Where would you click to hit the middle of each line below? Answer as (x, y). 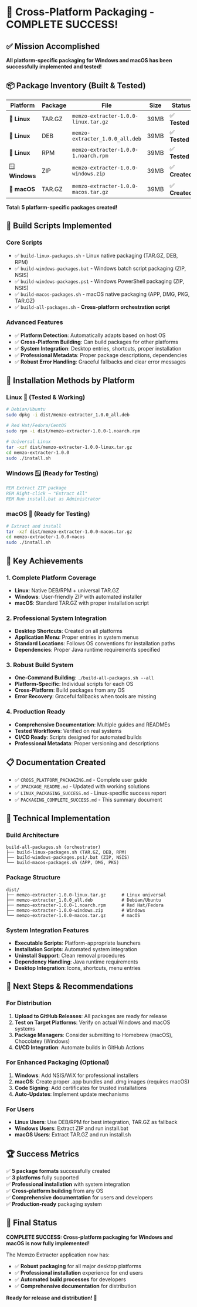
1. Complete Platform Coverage (51, 578)
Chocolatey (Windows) (42, 1041)
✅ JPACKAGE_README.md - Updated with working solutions (82, 786)
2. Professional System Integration (57, 618)
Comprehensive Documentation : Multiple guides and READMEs (92, 724)
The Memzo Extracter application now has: (58, 1255)
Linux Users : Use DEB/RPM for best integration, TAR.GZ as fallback (96, 1122)
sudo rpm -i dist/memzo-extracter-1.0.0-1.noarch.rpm (73, 431)
